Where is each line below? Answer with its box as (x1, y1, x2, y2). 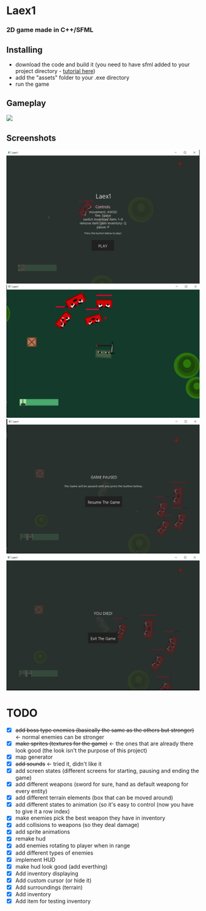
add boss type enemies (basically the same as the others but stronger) (15, 726, 194, 734)
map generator (15, 753, 53, 761)
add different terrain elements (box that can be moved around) (15, 794, 174, 801)
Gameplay (6, 98, 47, 109)
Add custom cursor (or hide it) (15, 877, 92, 884)
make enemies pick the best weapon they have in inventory (15, 814, 166, 822)
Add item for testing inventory (15, 897, 91, 905)
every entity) (15, 788, 48, 795)
